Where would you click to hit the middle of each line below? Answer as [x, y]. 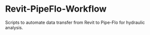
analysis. [14, 27]
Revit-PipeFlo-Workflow [56, 9]
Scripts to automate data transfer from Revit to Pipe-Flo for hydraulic [75, 22]
